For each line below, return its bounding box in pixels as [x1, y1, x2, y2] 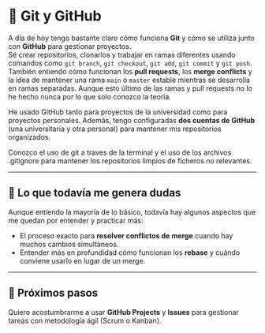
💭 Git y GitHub [8, 7, 102, 25]
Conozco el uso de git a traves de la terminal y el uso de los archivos [8, 148, 232, 157]
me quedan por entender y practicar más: [8, 215, 144, 225]
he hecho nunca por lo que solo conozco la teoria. [8, 92, 172, 101]
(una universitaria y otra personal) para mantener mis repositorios [8, 124, 222, 133]
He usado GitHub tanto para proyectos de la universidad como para [8, 107, 228, 117]
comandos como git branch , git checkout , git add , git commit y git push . [8, 58, 252, 68]
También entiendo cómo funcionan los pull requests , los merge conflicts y [8, 66, 252, 76]
